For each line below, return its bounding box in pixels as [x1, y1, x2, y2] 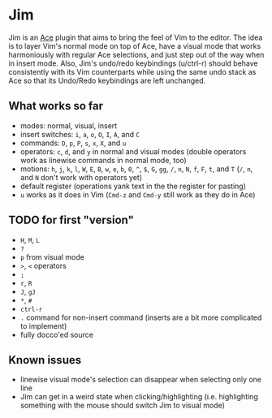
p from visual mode [19, 252, 85, 261]
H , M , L [19, 235, 41, 244]
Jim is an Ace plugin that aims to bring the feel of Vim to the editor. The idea [8, 32, 263, 42]
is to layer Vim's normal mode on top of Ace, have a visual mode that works [8, 41, 261, 50]
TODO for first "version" [8, 213, 134, 227]
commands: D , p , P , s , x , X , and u [19, 138, 127, 148]
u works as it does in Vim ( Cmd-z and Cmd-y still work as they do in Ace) [19, 189, 256, 200]
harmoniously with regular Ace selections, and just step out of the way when [8, 50, 265, 59]
